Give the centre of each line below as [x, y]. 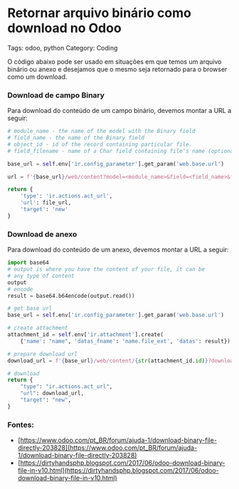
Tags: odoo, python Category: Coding [63, 48]
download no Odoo [65, 28]
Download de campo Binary [56, 95]
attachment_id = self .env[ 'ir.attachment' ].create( [85, 335]
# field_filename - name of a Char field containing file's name [106, 151]
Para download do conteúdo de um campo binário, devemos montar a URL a [119, 111]
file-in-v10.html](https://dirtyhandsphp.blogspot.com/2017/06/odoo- [118, 471]
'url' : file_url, [46, 203]
